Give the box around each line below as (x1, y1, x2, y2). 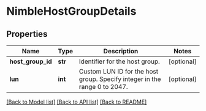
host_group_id (9, 57, 52, 66)
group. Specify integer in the (78, 75, 161, 83)
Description (103, 47, 139, 55)
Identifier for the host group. (78, 57, 161, 66)
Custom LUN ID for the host (78, 67, 158, 75)
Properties (6, 29, 48, 39)
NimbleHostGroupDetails (6, 4, 137, 18)
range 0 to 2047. (78, 83, 128, 91)
